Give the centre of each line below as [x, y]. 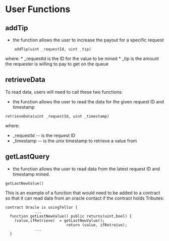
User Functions [38, 9]
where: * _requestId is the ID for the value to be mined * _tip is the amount [82, 58]
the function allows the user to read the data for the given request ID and [88, 101]
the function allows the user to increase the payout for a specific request [88, 40]
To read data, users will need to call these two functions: [64, 92]
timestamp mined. [31, 174]
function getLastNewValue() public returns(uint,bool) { [71, 216]
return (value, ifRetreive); [97, 225]
